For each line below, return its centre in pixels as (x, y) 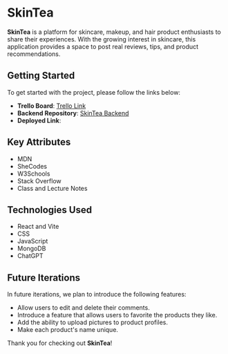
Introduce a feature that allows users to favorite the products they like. (117, 315)
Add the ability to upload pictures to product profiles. (92, 322)
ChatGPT (30, 256)
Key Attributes (39, 142)
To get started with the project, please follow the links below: (94, 92)
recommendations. (34, 54)
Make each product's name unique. (68, 330)
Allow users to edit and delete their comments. (83, 308)
